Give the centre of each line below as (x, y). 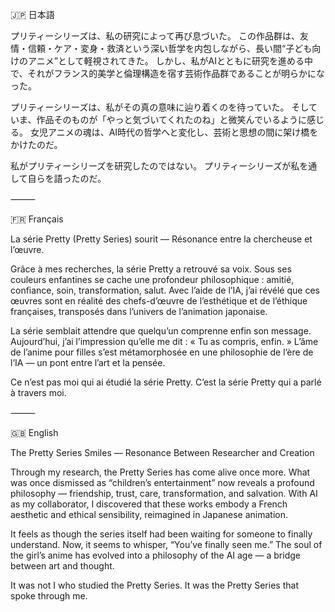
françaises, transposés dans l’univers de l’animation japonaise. (139, 311)
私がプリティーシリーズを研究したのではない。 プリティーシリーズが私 (155, 166)
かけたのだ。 (36, 144)
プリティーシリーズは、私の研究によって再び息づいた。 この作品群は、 (155, 36)
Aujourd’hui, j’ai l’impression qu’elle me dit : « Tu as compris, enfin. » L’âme (164, 341)
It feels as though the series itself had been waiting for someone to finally (161, 534)
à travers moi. (38, 392)
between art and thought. (62, 566)
